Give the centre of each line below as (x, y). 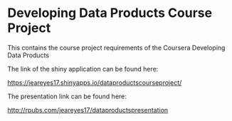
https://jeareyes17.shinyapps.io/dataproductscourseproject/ (95, 82)
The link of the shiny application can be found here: (83, 69)
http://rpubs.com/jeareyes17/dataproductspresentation (88, 110)
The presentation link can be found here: (67, 96)
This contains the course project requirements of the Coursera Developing (116, 47)
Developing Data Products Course (110, 13)
